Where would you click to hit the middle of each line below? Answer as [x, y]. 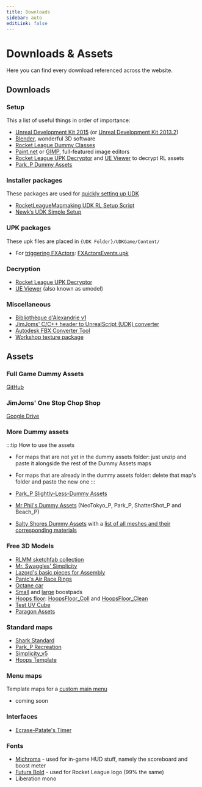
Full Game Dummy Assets [45, 374]
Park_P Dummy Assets [44, 165]
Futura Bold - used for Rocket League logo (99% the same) [90, 772]
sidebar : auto [24, 18]
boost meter [31, 765]
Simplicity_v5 [31, 653]
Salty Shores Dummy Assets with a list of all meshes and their [93, 524]
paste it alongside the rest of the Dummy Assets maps [83, 463]
